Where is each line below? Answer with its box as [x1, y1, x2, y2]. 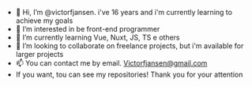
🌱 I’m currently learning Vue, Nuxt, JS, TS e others [15, 32, 180, 42]
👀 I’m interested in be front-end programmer [15, 25, 160, 33]
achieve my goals [15, 16, 73, 25]
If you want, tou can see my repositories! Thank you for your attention [15, 70, 243, 79]
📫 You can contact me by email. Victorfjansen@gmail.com [15, 59, 208, 67]
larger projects [15, 50, 64, 59]
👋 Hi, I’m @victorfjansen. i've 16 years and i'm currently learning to [15, 8, 233, 17]
